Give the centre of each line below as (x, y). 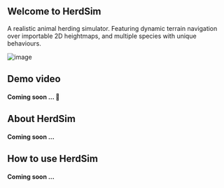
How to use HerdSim (52, 159)
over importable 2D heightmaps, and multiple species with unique (102, 36)
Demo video (34, 79)
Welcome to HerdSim (54, 12)
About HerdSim (41, 119)
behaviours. (24, 43)
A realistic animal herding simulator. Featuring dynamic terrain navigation (112, 28)
